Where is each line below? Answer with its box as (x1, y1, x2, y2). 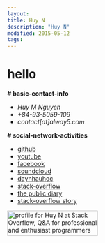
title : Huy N (7, 17, 45, 24)
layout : (7, 10, 30, 17)
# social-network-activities (7, 131, 88, 140)
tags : (7, 36, 23, 43)
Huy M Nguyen (17, 103, 61, 112)
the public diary (17, 189, 63, 198)
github (17, 145, 36, 154)
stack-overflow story (17, 197, 78, 205)
